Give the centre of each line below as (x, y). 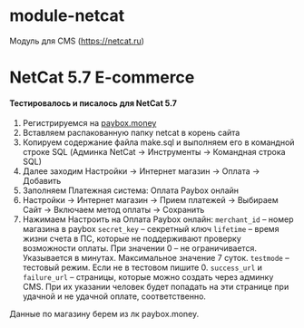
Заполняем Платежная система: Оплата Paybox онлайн (130, 190)
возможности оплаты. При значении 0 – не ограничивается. (139, 248)
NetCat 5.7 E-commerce (102, 77)
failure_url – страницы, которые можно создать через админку (148, 277)
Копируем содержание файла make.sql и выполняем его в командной (158, 142)
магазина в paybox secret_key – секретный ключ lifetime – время (151, 229)
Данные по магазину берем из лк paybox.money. (104, 314)
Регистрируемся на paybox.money (89, 123)
